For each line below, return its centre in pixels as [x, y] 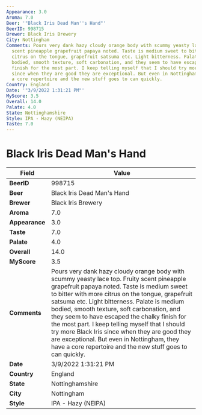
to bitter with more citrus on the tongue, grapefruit [122, 294]
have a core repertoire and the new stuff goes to [119, 347]
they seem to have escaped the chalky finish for [119, 317]
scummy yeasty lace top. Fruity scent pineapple [118, 279]
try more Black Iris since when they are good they [121, 332]
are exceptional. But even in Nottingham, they [115, 340]
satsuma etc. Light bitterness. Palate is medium [118, 302]
